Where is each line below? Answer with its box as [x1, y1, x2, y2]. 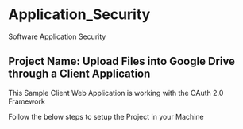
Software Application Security [8, 32, 106, 41]
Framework [8, 97, 45, 106]
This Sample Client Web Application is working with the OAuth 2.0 [8, 88, 224, 97]
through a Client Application [8, 67, 151, 81]
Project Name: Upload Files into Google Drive [8, 55, 236, 68]
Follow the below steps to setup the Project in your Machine [8, 112, 204, 121]
